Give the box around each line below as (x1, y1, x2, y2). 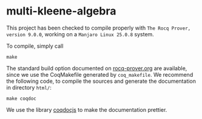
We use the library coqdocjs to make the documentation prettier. (6, 106, 167, 113)
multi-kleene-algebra (6, 4, 116, 18)
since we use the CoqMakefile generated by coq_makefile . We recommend (6, 71, 194, 78)
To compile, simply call (6, 42, 64, 50)
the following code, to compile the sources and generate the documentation (6, 77, 196, 85)
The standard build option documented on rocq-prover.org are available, (6, 65, 187, 72)
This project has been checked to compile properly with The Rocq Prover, (6, 24, 191, 31)
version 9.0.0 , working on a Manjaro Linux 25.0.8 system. (6, 30, 155, 37)
